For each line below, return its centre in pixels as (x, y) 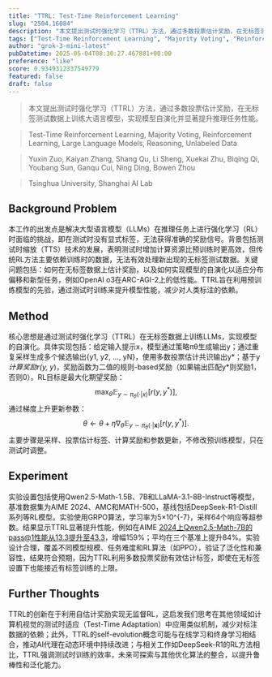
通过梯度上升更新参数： (47, 408)
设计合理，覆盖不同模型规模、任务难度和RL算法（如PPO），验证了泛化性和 (132, 547)
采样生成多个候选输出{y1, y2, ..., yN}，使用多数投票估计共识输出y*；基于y (138, 357)
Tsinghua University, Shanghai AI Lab (90, 183)
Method (29, 316)
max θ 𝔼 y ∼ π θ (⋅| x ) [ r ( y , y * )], (136, 392)
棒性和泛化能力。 (37, 665)
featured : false (36, 76)
